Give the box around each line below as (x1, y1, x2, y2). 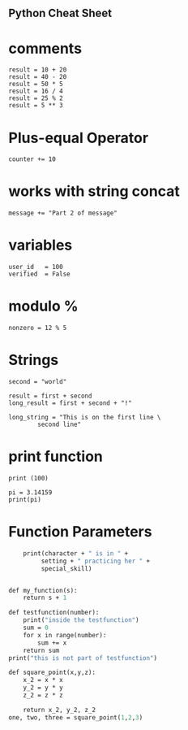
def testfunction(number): (8, 609, 100, 617)
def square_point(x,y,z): (8, 668, 96, 677)
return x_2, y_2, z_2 (23, 706, 96, 714)
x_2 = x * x (23, 676, 63, 684)
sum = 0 (23, 624, 49, 632)
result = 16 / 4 (8, 87, 63, 96)
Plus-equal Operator (8, 128, 148, 147)
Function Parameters (8, 523, 152, 541)
